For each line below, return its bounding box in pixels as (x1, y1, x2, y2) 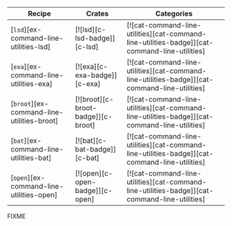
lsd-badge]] (75, 34, 116, 43)
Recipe (27, 9, 52, 18)
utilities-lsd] (10, 42, 50, 51)
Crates (86, 9, 109, 18)
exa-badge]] (75, 70, 117, 80)
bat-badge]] (75, 145, 117, 154)
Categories (155, 9, 193, 18)
